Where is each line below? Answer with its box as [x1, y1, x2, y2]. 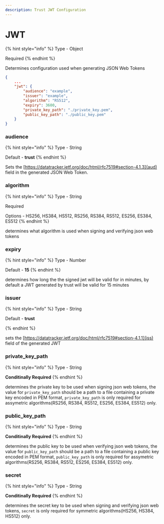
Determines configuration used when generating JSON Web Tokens [5, 65, 145, 71]
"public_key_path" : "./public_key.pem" [23, 112, 106, 117]
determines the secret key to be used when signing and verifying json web [5, 502, 159, 508]
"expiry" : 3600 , [23, 102, 57, 108]
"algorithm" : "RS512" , [23, 98, 70, 103]
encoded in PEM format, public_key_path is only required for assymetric [5, 454, 154, 460]
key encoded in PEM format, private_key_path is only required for [5, 395, 141, 401]
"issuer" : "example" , [23, 93, 68, 98]
